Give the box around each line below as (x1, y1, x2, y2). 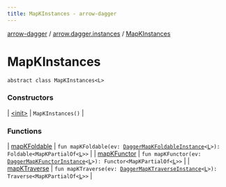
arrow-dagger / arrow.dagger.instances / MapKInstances (7, 29, 171, 38)
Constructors (7, 93, 54, 103)
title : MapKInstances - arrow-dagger (7, 10, 117, 17)
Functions (7, 126, 42, 136)
